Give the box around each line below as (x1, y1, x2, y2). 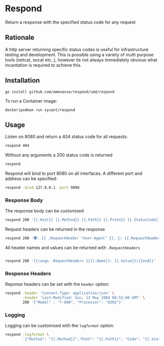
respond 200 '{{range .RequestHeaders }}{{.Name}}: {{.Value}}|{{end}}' (5, 259, 156, 264)
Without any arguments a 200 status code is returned (5, 152, 113, 158)
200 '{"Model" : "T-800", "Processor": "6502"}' (22, 300, 123, 305)
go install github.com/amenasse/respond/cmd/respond (5, 89, 115, 94)
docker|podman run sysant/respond (5, 107, 76, 112)
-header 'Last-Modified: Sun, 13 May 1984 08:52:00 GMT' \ (22, 295, 145, 300)
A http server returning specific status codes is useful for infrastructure (5, 46, 149, 52)
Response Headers (5, 270, 51, 277)
